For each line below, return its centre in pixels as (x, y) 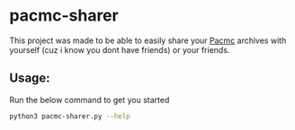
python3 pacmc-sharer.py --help (70, 116)
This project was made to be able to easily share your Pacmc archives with (148, 40)
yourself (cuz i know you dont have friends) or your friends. (120, 49)
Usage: (30, 78)
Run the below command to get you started (89, 100)
